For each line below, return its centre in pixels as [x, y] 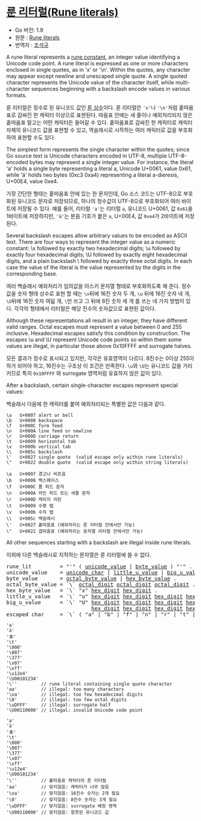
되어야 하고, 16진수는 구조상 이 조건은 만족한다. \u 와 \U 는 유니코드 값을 [99, 365]
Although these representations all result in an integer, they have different [97, 320]
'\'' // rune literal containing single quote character [89, 684]
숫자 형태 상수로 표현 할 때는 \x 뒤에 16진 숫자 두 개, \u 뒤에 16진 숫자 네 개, [104, 293]
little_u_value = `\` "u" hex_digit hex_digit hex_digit [95, 596]
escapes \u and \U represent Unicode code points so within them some [94, 340]
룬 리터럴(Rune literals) [62, 12]
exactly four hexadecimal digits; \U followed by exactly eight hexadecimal [97, 255]
